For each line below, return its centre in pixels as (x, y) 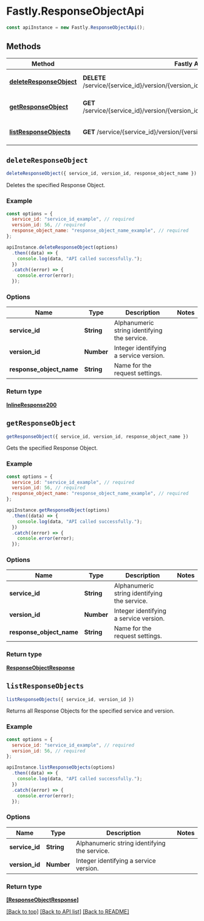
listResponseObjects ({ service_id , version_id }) (70, 699)
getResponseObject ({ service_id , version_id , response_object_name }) (97, 436)
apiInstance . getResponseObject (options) (58, 510)
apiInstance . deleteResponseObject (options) (62, 247)
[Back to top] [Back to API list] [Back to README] (68, 911)
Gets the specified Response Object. (52, 448)
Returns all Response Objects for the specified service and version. (90, 711)
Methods (24, 47)
